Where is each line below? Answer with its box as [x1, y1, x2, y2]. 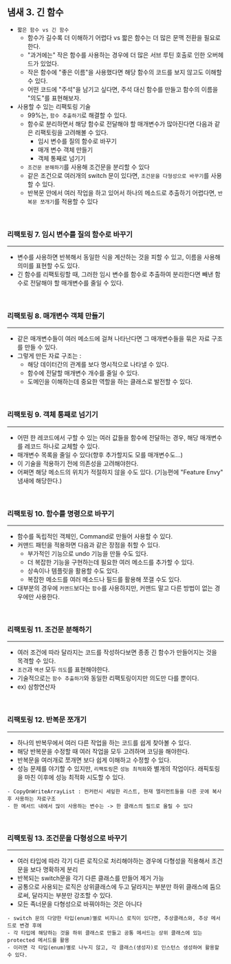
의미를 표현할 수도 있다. [16, 261, 80, 270]
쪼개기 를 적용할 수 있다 [40, 197, 98, 205]
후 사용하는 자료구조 [7, 795, 56, 802]
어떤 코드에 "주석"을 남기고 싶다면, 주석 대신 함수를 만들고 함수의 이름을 [27, 85, 219, 93]
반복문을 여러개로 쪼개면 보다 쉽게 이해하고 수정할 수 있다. [16, 756, 172, 764]
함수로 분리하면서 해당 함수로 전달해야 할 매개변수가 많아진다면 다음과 [27, 119, 213, 128]
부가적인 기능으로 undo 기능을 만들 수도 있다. [27, 550, 148, 557]
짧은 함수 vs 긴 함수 [16, 26, 69, 33]
